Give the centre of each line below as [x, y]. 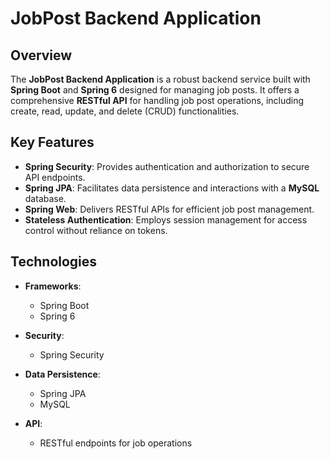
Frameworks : [53, 286]
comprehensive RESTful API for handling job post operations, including [157, 100]
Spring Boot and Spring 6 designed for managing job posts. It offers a [155, 90]
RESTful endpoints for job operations [116, 443]
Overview [41, 55]
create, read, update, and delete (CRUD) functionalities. [125, 111]
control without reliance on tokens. [96, 230]
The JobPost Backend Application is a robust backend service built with [160, 79]
